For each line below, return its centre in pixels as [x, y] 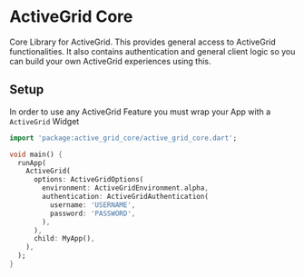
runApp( [32, 163]
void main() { [36, 154]
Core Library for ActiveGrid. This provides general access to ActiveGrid [143, 42]
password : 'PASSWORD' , [93, 213]
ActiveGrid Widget [44, 121]
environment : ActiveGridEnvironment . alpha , [125, 188]
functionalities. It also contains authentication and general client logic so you [152, 51]
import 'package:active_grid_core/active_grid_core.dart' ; [123, 138]
